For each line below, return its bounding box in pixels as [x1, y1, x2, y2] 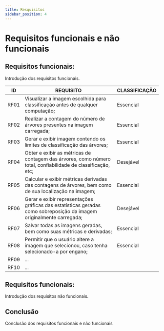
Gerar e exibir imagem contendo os [24, 135, 106, 142]
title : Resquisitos [5, 7, 45, 12]
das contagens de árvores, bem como [24, 181, 112, 188]
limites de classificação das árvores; [24, 141, 108, 148]
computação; [24, 107, 55, 114]
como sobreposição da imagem [24, 208, 98, 214]
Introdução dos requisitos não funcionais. [5, 293, 89, 299]
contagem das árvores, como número [24, 156, 111, 162]
